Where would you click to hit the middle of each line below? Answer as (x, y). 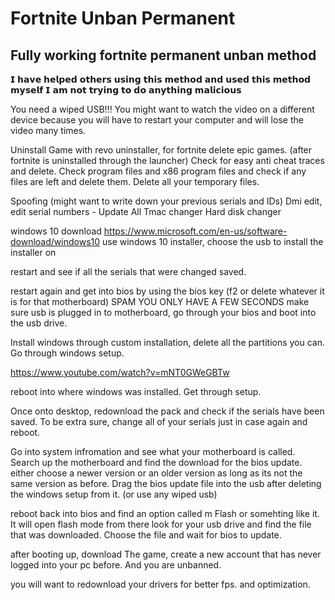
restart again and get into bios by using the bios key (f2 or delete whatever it (167, 291)
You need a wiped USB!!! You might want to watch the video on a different (162, 109)
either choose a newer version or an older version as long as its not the (156, 473)
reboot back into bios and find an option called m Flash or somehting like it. (165, 513)
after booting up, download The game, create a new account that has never (166, 554)
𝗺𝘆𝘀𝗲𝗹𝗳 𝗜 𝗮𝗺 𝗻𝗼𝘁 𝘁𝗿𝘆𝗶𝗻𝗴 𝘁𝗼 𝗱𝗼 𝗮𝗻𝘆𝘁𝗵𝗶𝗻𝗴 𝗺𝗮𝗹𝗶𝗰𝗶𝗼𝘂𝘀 (126, 90)
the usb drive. (39, 323)
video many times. (48, 130)
